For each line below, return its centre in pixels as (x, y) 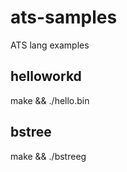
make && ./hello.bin (50, 100)
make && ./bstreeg (48, 156)
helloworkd (46, 76)
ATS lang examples (50, 45)
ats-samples (64, 17)
